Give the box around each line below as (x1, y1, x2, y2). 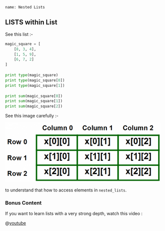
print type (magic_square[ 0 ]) (5, 77, 65, 83)
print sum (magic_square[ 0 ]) (5, 93, 63, 98)
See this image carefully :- (5, 113, 59, 119)
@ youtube (5, 220, 26, 226)
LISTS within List (5, 18, 58, 27)
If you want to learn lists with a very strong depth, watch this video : (5, 210, 143, 216)
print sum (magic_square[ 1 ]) (5, 99, 63, 104)
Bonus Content (5, 199, 42, 206)
